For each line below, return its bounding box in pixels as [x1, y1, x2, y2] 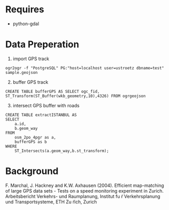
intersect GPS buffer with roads [12, 102, 80, 108]
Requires [5, 4, 45, 15]
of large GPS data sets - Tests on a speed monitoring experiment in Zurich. [5, 187, 164, 194]
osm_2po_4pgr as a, [14, 135, 57, 140]
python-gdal [12, 21, 40, 27]
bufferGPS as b [14, 139, 47, 144]
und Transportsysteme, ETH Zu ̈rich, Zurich [5, 199, 97, 205]
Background [5, 165, 59, 177]
